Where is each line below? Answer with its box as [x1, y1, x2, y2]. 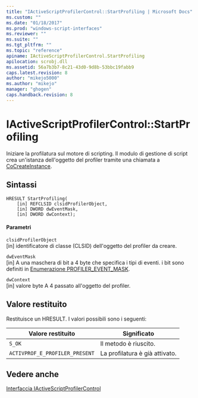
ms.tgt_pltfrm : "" [6, 42, 52, 48]
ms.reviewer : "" [6, 31, 46, 37]
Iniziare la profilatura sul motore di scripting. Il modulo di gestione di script [6, 150, 188, 157]
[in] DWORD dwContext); [17, 211, 76, 217]
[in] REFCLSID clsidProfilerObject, [17, 201, 108, 207]
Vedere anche [6, 369, 59, 379]
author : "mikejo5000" [6, 75, 60, 81]
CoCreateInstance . [6, 162, 52, 170]
